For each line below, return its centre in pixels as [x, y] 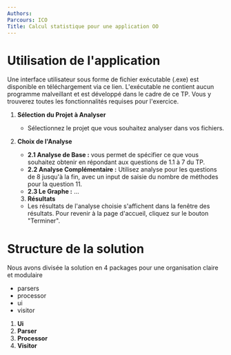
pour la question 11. [55, 184]
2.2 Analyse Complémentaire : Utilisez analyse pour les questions [122, 170]
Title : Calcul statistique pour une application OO [83, 26]
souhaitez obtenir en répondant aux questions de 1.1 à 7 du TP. [116, 162]
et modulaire [25, 275]
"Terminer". [44, 221]
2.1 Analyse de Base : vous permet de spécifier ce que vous [113, 155]
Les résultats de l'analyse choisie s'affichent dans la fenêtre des [119, 206]
